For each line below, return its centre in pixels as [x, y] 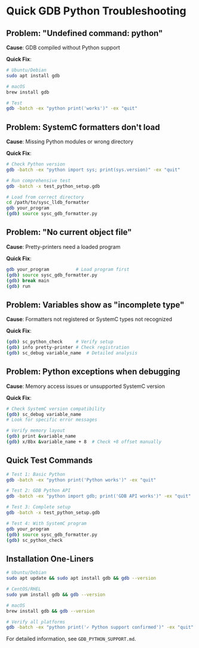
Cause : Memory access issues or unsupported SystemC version [86, 386]
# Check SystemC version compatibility [56, 409]
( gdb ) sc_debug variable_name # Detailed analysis [72, 353]
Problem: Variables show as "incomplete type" [95, 305]
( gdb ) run [19, 286]
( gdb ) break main [28, 281]
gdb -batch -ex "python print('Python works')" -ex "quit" [81, 480]
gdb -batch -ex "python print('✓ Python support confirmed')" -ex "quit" [100, 628]
